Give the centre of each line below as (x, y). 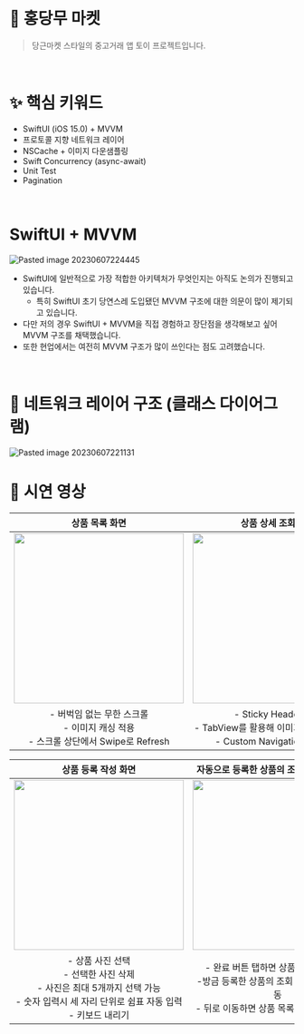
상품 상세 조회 (268, 522)
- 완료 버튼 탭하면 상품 (250, 967)
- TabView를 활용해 (234, 727)
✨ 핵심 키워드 (57, 103)
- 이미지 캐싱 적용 (99, 727)
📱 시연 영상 (47, 492)
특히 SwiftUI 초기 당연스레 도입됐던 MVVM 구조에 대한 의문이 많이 (152, 301)
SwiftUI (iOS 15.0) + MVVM (73, 129)
